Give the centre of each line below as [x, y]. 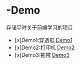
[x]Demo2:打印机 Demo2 [45, 47]
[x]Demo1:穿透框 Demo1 [43, 40]
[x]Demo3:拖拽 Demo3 [42, 55]
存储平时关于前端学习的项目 [40, 27]
